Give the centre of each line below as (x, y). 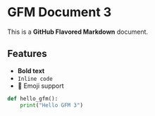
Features (27, 54)
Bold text (31, 70)
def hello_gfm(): (33, 98)
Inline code (35, 79)
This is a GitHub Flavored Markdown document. (78, 32)
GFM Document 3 (60, 12)
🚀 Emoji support (41, 86)
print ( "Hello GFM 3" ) (51, 105)
